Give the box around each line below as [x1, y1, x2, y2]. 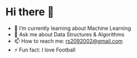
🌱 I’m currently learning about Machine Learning [14, 25, 132, 32]
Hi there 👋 [5, 5, 54, 19]
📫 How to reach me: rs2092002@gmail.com [14, 37, 123, 45]
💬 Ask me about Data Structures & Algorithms [14, 30, 125, 37]
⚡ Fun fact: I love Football [14, 46, 76, 53]
